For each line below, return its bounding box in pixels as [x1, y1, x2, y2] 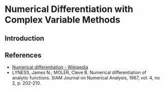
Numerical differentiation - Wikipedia [12, 64, 88, 70]
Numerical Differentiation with [5, 3, 133, 15]
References [5, 51, 42, 59]
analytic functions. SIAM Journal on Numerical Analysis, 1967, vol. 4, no [12, 75, 160, 81]
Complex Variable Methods [5, 14, 121, 25]
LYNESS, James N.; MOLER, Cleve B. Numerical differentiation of [12, 69, 146, 75]
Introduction [5, 34, 45, 42]
